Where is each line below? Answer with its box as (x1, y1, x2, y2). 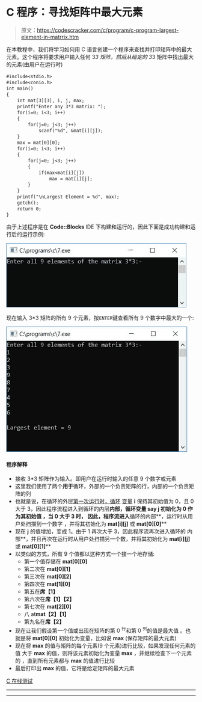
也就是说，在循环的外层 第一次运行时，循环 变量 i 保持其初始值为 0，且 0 (14, 497, 194, 505)
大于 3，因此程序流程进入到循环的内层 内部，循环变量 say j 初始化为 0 (14, 505, 187, 513)
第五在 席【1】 (23, 588, 58, 596)
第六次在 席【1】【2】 (23, 596, 75, 603)
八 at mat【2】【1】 (23, 611, 70, 618)
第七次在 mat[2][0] (23, 603, 72, 611)
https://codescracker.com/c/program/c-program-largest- (37, 26, 179, 34)
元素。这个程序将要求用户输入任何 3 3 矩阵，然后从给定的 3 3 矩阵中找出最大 (6, 53, 194, 60)
